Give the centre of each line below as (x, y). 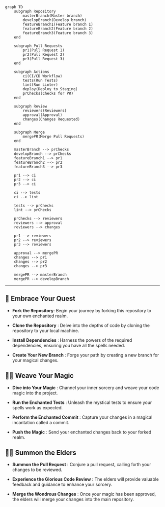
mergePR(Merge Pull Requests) (54, 137)
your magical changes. (35, 360)
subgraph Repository (35, 11)
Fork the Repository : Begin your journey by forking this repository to (82, 310)
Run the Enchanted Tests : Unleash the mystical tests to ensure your (82, 402)
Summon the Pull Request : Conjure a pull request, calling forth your (82, 465)
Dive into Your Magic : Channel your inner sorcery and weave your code (86, 388)
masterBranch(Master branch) (53, 16)
